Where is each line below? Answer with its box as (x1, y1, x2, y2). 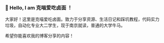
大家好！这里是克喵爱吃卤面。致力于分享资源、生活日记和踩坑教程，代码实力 (5, 16, 160, 22)
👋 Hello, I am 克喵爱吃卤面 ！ (5, 4, 72, 11)
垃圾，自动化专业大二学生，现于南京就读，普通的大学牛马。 (5, 22, 125, 28)
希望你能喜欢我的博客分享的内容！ (5, 33, 74, 39)
